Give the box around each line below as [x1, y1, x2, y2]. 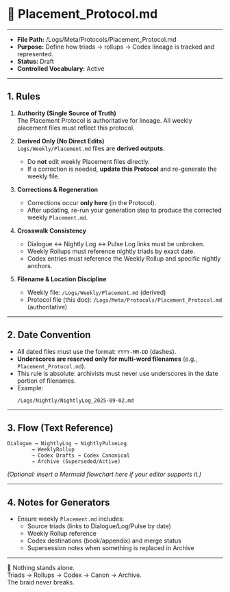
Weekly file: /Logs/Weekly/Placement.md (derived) [27, 288, 166, 296]
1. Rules [7, 91, 41, 102]
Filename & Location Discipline [16, 274, 107, 283]
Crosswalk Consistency [16, 226, 87, 235]
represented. [16, 49, 53, 58]
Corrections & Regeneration [16, 185, 99, 193]
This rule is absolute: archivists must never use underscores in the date [16, 369, 218, 377]
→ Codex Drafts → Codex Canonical [31, 452, 130, 459]
